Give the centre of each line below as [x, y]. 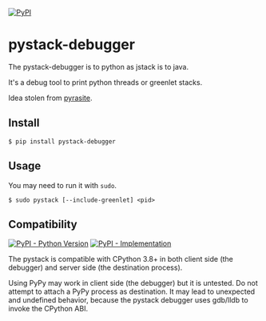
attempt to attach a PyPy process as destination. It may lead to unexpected [132, 291]
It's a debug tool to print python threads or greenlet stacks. [105, 82]
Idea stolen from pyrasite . [50, 98]
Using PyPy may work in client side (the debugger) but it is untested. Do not [133, 283]
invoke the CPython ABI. [48, 309]
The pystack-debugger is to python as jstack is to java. [99, 66]
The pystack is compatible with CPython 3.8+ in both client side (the [121, 259]
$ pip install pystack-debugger [62, 141]
